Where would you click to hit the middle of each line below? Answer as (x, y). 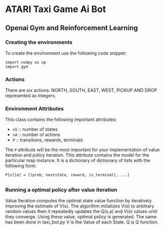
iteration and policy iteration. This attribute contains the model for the (77, 155)
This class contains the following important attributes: (61, 120)
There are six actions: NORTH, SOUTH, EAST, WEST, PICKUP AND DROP (81, 90)
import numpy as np (26, 62)
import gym (17, 66)
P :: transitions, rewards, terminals (48, 140)
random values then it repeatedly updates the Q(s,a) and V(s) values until (81, 211)
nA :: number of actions (36, 135)
